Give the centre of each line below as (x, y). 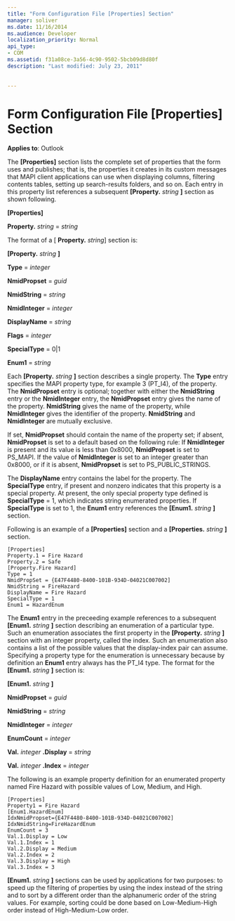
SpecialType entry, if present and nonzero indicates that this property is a (114, 486)
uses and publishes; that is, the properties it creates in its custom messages (117, 169)
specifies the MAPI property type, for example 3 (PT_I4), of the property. (112, 384)
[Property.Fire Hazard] (42, 568)
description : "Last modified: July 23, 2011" (75, 66)
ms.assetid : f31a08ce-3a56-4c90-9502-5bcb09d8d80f (83, 60)
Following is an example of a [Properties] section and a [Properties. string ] (117, 529)
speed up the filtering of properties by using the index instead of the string (115, 888)
